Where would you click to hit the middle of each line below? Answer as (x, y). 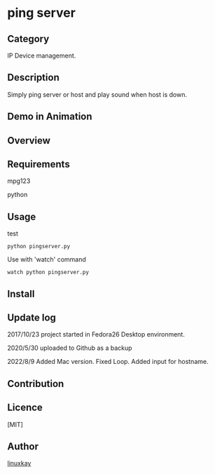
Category (28, 39)
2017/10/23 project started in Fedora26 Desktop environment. (96, 334)
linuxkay (19, 463)
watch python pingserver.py (48, 272)
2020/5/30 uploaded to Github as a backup (70, 348)
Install (21, 293)
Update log (32, 318)
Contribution (36, 384)
